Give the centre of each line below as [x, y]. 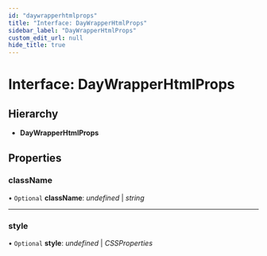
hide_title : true [37, 45]
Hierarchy [33, 113]
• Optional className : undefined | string [76, 198]
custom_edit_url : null [46, 38]
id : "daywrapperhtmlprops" [53, 16]
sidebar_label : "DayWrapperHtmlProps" [72, 30]
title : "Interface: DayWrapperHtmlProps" [78, 23]
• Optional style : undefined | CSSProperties [81, 243]
